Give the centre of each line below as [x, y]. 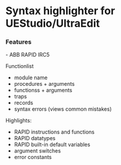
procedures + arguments [44, 84]
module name [31, 77]
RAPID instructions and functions [54, 132]
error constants [33, 157]
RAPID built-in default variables [52, 145]
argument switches [37, 151]
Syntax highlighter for [60, 11]
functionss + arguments [43, 90]
